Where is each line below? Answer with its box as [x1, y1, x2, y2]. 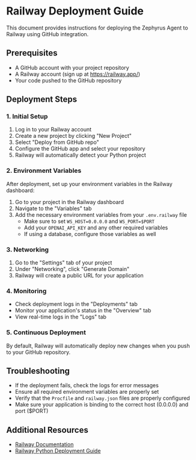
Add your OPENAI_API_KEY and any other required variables [23, 224, 168, 231]
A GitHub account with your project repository [14, 64, 129, 71]
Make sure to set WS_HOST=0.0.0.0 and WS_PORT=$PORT [23, 217, 155, 225]
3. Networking [6, 245, 49, 253]
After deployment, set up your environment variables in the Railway [6, 180, 173, 187]
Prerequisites [6, 48, 58, 58]
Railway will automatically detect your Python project [14, 152, 146, 159]
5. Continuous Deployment [6, 328, 86, 337]
